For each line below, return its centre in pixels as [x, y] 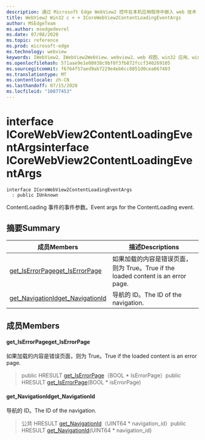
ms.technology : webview [37, 52]
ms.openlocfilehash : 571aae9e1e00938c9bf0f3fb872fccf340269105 [88, 63]
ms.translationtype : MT [37, 74]
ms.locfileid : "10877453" [39, 92]
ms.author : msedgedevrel [38, 29]
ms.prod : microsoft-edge [38, 46]
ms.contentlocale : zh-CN [38, 80]
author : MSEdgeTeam [31, 23]
